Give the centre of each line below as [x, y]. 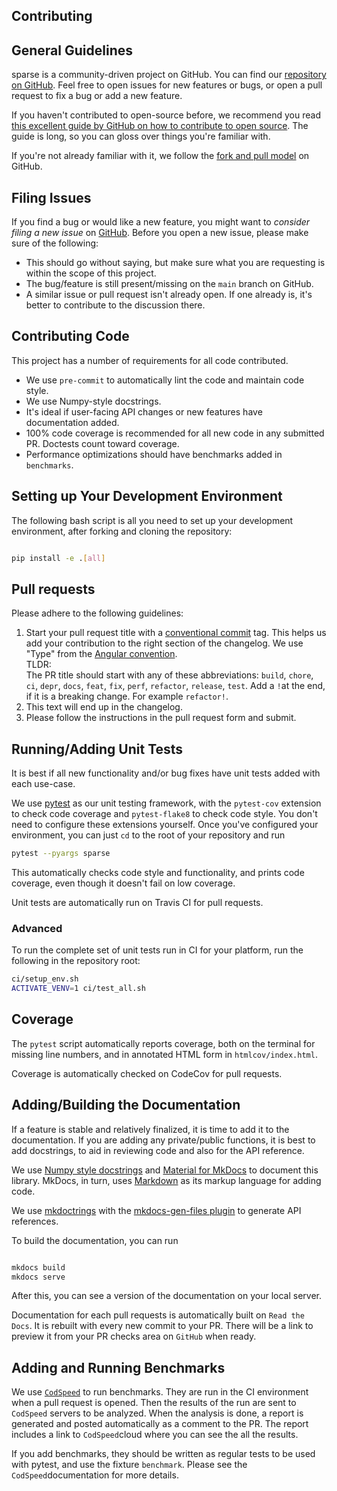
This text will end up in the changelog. [104, 707]
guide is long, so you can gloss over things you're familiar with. [141, 136]
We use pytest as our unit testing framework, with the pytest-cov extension [166, 803]
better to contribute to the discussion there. [115, 305]
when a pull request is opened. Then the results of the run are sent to [154, 1403]
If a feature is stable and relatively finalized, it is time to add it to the [150, 1129]
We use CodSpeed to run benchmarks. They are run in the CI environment [160, 1392]
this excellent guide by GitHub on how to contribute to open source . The [160, 126]
